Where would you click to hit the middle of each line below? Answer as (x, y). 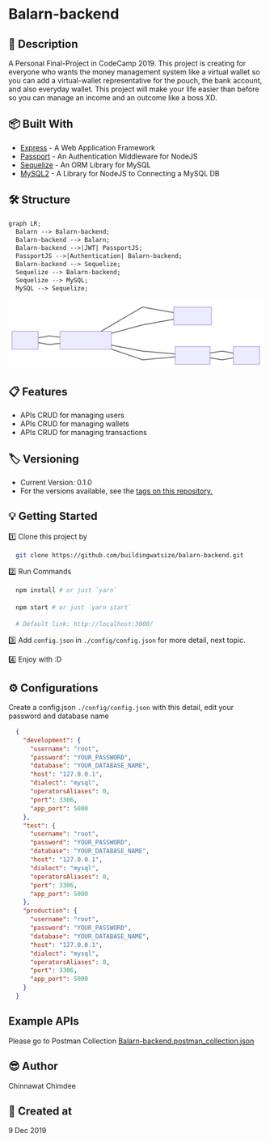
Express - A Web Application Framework (88, 147)
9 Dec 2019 (27, 1131)
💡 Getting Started (53, 516)
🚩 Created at (40, 1111)
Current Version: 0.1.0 (56, 483)
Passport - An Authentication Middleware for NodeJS (109, 156)
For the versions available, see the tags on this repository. (116, 491)
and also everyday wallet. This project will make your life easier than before (134, 89)
